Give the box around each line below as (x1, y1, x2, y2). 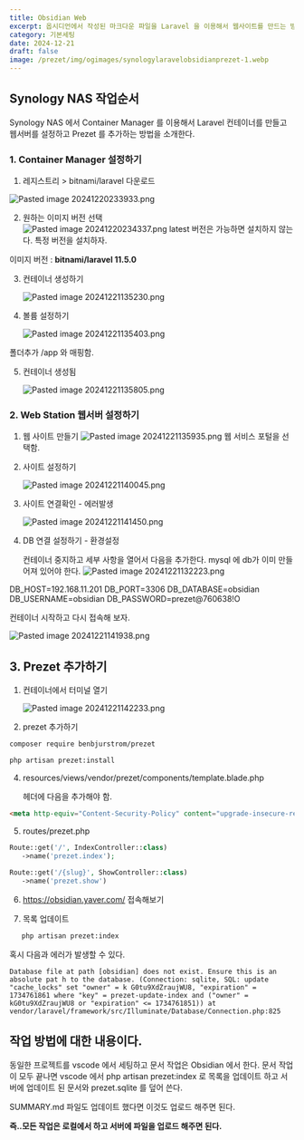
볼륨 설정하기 (22, 310, 70, 322)
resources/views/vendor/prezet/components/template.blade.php (22, 772, 265, 783)
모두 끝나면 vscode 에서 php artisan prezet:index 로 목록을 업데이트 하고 (18, 1070, 279, 1081)
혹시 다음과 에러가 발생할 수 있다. (9, 949, 126, 961)
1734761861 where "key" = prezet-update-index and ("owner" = (9, 991, 249, 1000)
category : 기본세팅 (9, 30, 75, 39)
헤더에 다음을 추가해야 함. (22, 790, 113, 802)
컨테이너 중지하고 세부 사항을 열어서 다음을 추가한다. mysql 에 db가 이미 (22, 555, 277, 565)
